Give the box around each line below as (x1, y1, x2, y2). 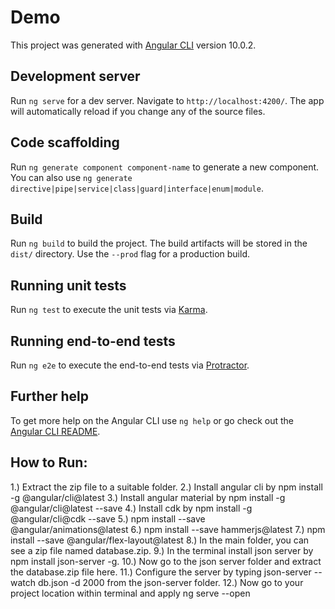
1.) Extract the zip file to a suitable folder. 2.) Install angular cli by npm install (10, 481, 323, 493)
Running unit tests (10, 277, 127, 294)
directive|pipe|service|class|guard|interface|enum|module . (10, 182, 264, 194)
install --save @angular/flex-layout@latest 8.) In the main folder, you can (10, 534, 310, 546)
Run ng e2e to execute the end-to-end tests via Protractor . (10, 359, 250, 371)
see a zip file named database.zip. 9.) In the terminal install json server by (10, 544, 314, 556)
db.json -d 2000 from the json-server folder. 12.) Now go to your (37, 576, 304, 588)
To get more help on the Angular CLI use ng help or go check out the (10, 414, 294, 426)
